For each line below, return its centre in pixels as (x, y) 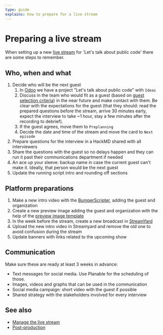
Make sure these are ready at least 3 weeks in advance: (62, 264)
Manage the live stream (36, 322)
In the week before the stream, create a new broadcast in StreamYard (82, 221)
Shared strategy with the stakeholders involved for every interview (80, 295)
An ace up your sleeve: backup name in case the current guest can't (81, 163)
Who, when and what (38, 73)
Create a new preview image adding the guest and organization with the (85, 211)
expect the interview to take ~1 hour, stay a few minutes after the (85, 116)
